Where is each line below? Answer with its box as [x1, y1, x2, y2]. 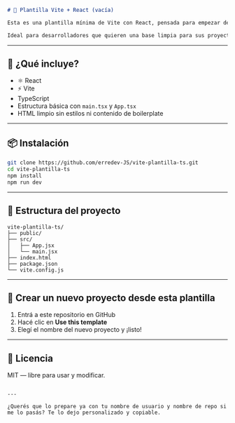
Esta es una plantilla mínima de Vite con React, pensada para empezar [7, 19, 220, 26]
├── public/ [7, 229, 42, 236]
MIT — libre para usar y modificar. [7, 371, 106, 380]
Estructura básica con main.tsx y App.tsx [17, 102, 136, 110]
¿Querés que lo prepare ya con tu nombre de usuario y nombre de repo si [7, 403, 227, 410]
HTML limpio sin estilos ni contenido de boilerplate [17, 109, 164, 118]
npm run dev [7, 179, 42, 186]
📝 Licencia [7, 352, 54, 364]
